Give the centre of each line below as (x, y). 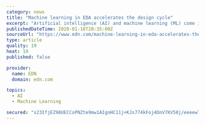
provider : (19, 68)
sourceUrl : (20, 35)
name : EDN (24, 73)
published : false (28, 57)
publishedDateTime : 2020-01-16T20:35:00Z (60, 29)
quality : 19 (21, 46)
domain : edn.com (32, 79)
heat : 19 (17, 52)
